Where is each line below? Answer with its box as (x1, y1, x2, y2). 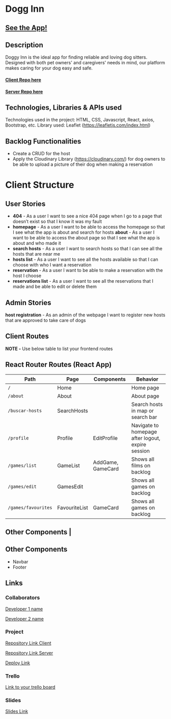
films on (131, 462, 151, 469)
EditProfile (93, 434, 118, 441)
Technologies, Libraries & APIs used (5, 103, 122, 112)
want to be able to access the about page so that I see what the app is (12, 235, 160, 241)
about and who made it (12, 240, 61, 246)
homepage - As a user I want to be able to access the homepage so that (12, 224, 165, 230)
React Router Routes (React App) (5, 360, 112, 369)
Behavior (136, 376, 159, 383)
